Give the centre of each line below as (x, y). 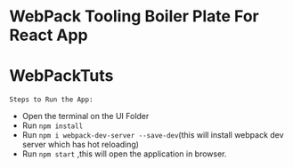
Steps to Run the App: (51, 100)
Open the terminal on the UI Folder (85, 116)
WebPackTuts (61, 76)
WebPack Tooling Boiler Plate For (134, 16)
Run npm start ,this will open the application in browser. (124, 154)
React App (49, 35)
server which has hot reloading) (81, 145)
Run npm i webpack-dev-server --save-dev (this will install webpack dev (153, 135)
